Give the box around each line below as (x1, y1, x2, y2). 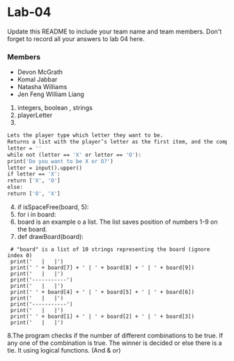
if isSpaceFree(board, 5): (17, 203, 89, 211)
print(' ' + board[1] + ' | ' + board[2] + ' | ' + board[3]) (10, 313, 195, 320)
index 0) (7, 252, 33, 259)
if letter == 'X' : (7, 171, 61, 178)
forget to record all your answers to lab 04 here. (7, 34, 145, 43)
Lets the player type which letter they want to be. (7, 132, 164, 139)
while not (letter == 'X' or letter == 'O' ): (7, 151, 141, 158)
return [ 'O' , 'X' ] (7, 190, 61, 197)
